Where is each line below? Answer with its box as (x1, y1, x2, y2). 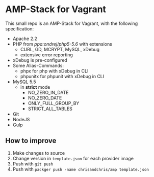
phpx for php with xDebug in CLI (20, 67, 89, 74)
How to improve (5, 136, 57, 145)
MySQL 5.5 (12, 79, 36, 85)
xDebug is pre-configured (12, 57, 67, 63)
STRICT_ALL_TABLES (28, 105, 73, 112)
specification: (5, 25, 34, 31)
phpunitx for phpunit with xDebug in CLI (20, 73, 105, 79)
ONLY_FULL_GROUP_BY (28, 100, 80, 106)
